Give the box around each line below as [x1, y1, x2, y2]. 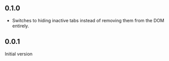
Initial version [5, 50, 33, 57]
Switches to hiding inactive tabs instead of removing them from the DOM [12, 17, 164, 23]
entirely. [12, 23, 29, 29]
